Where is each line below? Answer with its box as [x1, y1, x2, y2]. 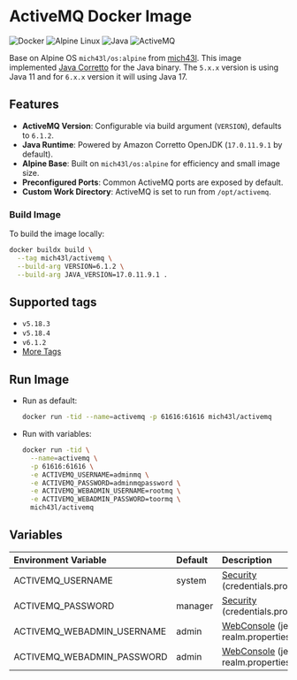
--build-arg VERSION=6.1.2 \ [17, 262, 125, 271]
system [176, 574, 207, 586]
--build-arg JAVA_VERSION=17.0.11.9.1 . [17, 270, 168, 279]
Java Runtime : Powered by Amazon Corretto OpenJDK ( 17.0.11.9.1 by [21, 139, 283, 149]
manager [176, 600, 214, 612]
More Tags [21, 347, 62, 357]
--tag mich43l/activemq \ [17, 254, 113, 263]
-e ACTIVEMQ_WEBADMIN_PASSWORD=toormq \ [30, 495, 181, 504]
